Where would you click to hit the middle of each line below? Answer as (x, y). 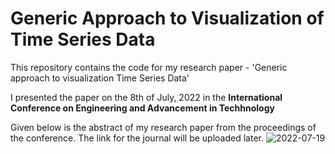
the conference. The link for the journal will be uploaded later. (137, 138)
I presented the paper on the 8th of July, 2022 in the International (146, 97)
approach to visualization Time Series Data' (100, 78)
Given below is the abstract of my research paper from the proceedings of (163, 127)
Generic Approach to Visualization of (167, 18)
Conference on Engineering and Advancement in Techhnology (142, 108)
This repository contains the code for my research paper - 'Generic (149, 67)
